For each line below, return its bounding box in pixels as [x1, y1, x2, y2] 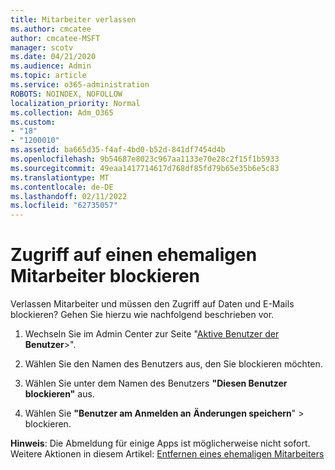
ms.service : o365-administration [10, 80, 150, 90]
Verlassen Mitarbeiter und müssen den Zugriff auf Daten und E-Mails [10, 298, 295, 310]
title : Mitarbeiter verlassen [10, 14, 137, 25]
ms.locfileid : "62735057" [10, 201, 118, 211]
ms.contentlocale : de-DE [10, 182, 114, 192]
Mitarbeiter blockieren [10, 265, 200, 288]
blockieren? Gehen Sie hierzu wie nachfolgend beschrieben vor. [10, 309, 275, 321]
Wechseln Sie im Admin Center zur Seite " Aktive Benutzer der [24, 328, 280, 340]
